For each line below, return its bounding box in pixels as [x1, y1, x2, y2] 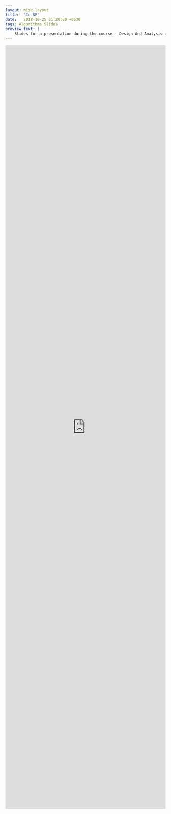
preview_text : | [5, 26, 40, 32]
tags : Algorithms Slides [5, 21, 58, 27]
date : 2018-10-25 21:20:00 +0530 [5, 17, 81, 22]
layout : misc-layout [5, 7, 49, 13]
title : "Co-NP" [5, 12, 40, 17]
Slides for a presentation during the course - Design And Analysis [14, 31, 163, 36]
